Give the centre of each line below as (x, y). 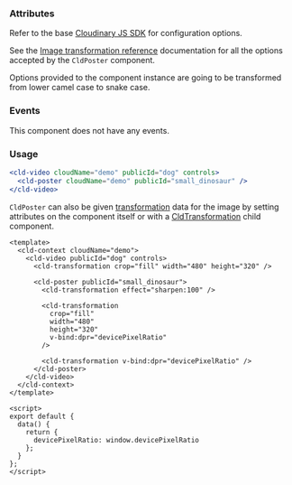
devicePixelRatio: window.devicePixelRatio (116, 440)
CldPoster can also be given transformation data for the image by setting (144, 207)
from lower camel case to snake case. (80, 88)
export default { (42, 416)
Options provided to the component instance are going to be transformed (146, 78)
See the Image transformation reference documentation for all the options (146, 51)
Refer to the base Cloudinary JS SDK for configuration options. (126, 33)
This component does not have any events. (89, 130)
